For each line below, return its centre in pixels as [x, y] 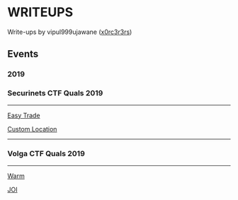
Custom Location [32, 129]
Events [23, 54]
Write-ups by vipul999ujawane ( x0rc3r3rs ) [70, 32]
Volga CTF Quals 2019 [46, 154]
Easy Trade [24, 115]
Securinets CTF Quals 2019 [55, 93]
